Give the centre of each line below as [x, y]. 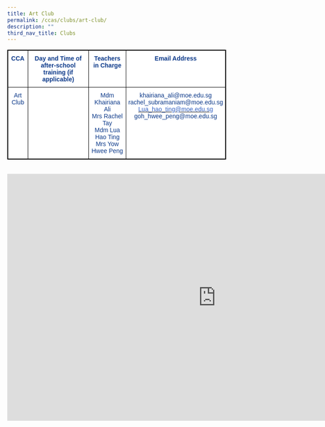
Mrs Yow [107, 144]
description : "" [31, 26]
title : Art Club [31, 14]
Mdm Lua [107, 130]
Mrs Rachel [107, 116]
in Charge [107, 66]
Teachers [107, 59]
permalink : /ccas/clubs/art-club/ [57, 20]
